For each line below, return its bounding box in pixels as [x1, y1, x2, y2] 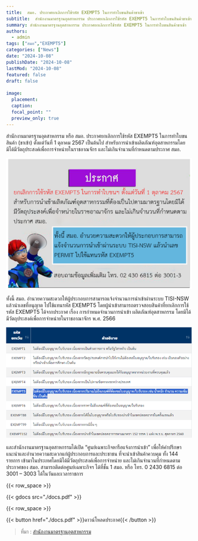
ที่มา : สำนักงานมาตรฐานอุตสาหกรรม [20, 528, 91, 535]
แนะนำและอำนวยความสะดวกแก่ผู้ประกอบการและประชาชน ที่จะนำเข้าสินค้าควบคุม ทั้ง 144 [6, 450, 179, 457]
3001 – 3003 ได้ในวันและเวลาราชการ [6, 470, 84, 477]
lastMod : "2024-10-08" [6, 65, 62, 71]
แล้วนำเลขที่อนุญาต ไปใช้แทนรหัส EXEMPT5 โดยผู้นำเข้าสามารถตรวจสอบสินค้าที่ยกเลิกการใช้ [6, 301, 189, 309]
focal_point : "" [11, 109, 51, 115]
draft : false [6, 78, 38, 84]
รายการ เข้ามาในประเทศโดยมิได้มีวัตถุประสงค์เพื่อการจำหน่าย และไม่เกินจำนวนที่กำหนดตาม [6, 457, 181, 464]
